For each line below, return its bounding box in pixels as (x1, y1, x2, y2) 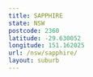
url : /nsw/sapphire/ (8, 49, 78, 57)
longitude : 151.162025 (8, 42, 85, 50)
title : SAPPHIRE (8, 11, 63, 20)
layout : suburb (8, 57, 60, 65)
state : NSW (8, 19, 45, 27)
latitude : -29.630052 (8, 34, 82, 43)
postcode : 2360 (8, 26, 60, 34)
